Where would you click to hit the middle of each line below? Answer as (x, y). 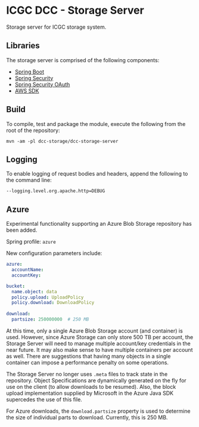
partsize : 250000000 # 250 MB (50, 320)
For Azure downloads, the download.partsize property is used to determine (98, 411)
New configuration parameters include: (54, 253)
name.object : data (35, 291)
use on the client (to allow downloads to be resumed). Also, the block (91, 386)
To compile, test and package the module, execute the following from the (96, 124)
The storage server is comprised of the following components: (83, 60)
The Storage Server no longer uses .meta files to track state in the (87, 374)
